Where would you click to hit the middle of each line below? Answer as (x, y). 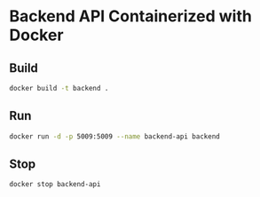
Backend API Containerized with (131, 16)
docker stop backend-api (55, 185)
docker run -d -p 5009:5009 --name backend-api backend (114, 136)
